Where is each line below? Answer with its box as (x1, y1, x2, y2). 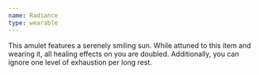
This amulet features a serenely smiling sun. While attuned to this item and (8, 40, 252, 50)
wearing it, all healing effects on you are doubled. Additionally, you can (8, 49, 239, 58)
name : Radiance (8, 11, 59, 20)
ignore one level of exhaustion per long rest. (8, 57, 153, 67)
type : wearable (8, 19, 59, 27)
